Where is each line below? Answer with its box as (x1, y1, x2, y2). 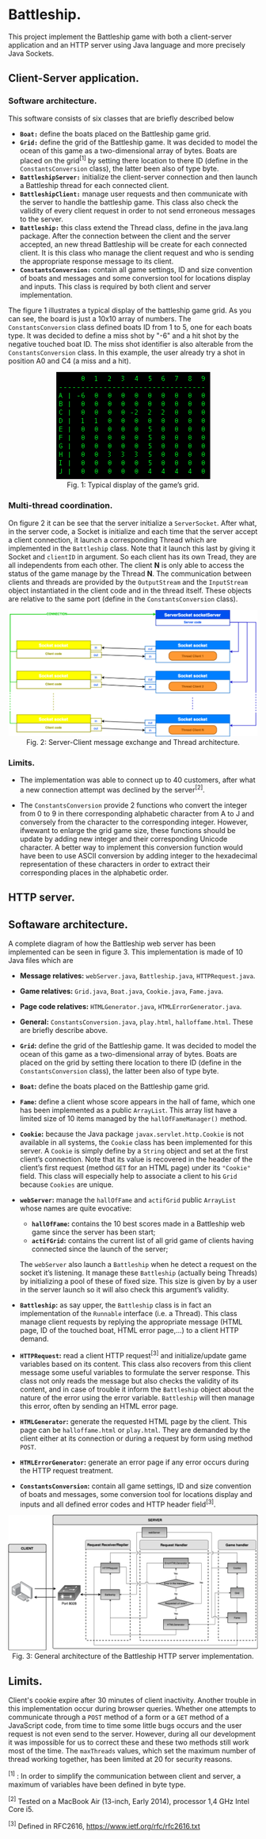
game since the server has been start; (31, 1227, 156, 1237)
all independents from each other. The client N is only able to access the (8, 560, 245, 570)
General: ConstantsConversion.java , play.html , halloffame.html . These (19, 1017, 253, 1027)
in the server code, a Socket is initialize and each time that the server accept (8, 526, 258, 536)
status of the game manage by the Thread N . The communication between (8, 569, 252, 578)
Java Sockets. (8, 48, 55, 58)
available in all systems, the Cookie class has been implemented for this (19, 1138, 253, 1147)
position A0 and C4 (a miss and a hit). (8, 356, 131, 366)
